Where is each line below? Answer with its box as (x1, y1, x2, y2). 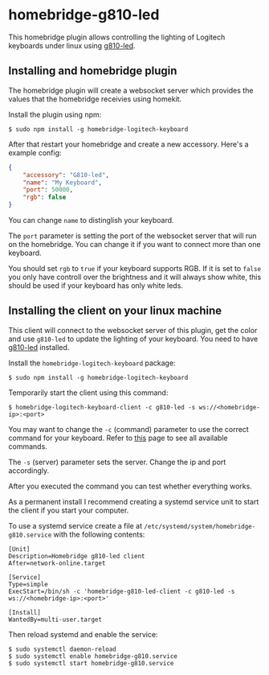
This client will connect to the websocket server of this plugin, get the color (8, 325, 258, 335)
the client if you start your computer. (8, 505, 129, 515)
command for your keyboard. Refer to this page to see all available (8, 433, 228, 442)
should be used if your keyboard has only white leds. (8, 281, 183, 290)
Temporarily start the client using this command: (8, 388, 169, 397)
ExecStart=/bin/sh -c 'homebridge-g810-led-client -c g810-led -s (8, 587, 235, 595)
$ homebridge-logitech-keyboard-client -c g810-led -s (8, 403, 196, 411)
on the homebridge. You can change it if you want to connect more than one (8, 240, 261, 249)
